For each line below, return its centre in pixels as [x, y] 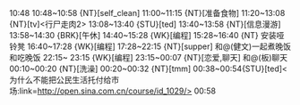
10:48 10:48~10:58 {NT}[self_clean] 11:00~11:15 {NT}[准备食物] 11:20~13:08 [147, 13]
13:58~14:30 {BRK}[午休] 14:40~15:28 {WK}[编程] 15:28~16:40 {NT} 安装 [143, 35]
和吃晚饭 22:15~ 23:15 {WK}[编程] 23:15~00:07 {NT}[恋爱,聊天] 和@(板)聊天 [149, 57]
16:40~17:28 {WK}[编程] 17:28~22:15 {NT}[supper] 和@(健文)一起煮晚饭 [159, 46]
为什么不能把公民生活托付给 [60, 80]
